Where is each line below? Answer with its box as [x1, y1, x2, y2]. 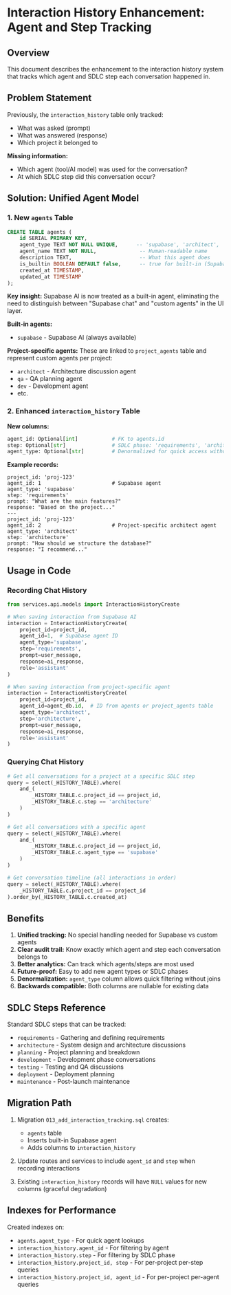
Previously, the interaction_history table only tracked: [7, 110, 164, 118]
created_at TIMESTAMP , [19, 267, 85, 274]
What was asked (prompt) [16, 124, 91, 132]
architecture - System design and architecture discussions [16, 1041, 186, 1049]
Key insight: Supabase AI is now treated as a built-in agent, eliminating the [7, 292, 219, 301]
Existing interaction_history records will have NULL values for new [16, 1177, 208, 1186]
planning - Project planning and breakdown [16, 1048, 140, 1056]
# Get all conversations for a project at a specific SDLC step [7, 772, 195, 780]
